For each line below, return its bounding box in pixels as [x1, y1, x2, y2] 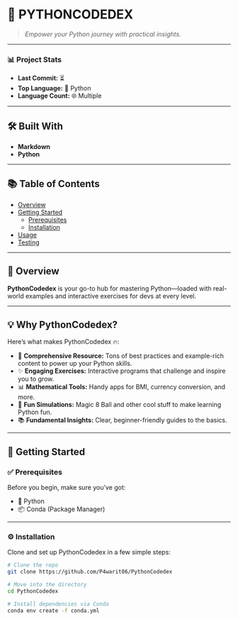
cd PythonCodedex [7, 588, 59, 595]
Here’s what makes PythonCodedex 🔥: [7, 337, 120, 346]
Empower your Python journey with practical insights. [24, 30, 182, 38]
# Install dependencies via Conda [7, 600, 110, 608]
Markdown [17, 142, 51, 151]
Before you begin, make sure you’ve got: [7, 483, 126, 492]
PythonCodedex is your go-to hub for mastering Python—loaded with [7, 284, 212, 293]
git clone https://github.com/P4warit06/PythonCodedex [7, 569, 173, 576]
